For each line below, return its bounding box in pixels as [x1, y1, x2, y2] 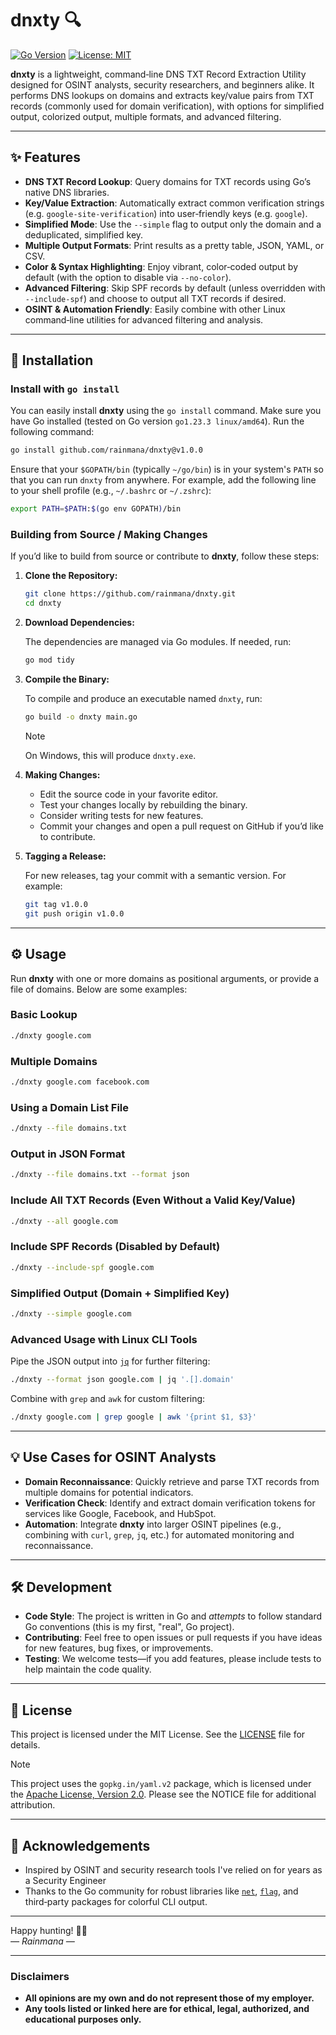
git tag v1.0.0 [24, 899, 89, 909]
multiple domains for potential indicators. [24, 1486, 194, 1498]
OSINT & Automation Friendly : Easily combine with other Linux [24, 303, 286, 315]
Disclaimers [10, 1969, 70, 1983]
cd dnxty [24, 598, 62, 609]
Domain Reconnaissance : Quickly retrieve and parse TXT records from [24, 1475, 320, 1487]
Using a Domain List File [10, 1100, 130, 1114]
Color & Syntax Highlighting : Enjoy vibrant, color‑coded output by [24, 260, 299, 272]
